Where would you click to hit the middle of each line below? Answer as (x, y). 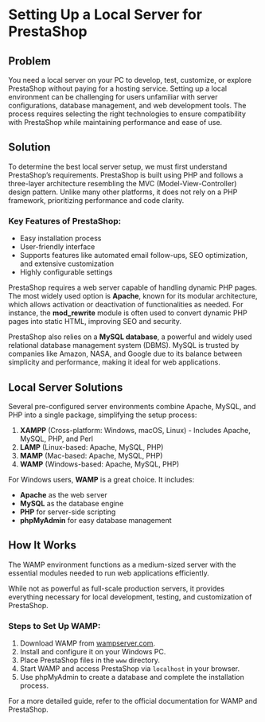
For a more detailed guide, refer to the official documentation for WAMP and (133, 701)
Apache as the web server (63, 494)
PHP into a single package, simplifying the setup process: (103, 415)
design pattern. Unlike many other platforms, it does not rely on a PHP (123, 192)
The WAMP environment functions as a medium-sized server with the (122, 564)
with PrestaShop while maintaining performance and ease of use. (115, 122)
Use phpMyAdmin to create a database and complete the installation (132, 677)
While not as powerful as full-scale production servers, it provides (117, 588)
